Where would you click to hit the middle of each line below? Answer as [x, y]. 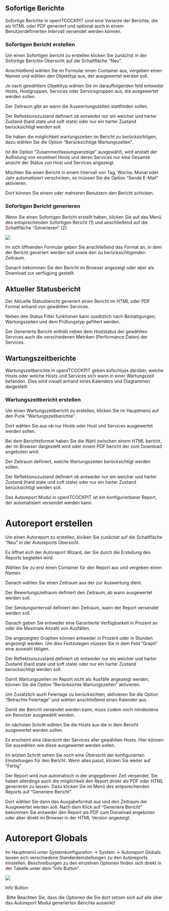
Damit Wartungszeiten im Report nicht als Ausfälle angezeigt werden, [77, 679]
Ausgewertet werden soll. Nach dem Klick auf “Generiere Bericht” [74, 807]
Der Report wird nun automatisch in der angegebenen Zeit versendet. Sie [81, 776]
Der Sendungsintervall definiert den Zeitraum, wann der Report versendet [82, 608]
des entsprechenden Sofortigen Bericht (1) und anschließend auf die [77, 223]
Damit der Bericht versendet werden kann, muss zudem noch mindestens [82, 710]
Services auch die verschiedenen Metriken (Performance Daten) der [77, 337]
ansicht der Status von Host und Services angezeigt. [60, 163]
